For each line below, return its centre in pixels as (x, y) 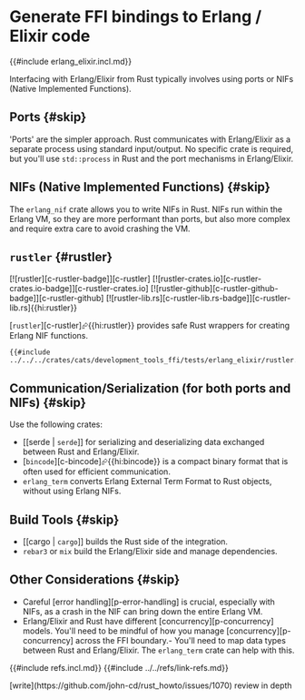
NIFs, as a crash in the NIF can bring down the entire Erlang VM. (143, 611)
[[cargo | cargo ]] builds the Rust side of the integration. (125, 542)
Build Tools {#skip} (64, 519)
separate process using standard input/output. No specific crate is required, (152, 148)
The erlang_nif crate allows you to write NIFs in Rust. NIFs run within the (146, 209)
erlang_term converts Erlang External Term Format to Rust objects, (147, 482)
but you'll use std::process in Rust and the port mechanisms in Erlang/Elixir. (152, 158)
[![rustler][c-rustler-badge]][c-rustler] (80, 279)
